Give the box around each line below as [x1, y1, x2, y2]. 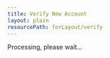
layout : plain [7, 17, 50, 24]
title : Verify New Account [7, 10, 87, 18]
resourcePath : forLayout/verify [7, 23, 103, 30]
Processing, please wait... [7, 43, 83, 52]
